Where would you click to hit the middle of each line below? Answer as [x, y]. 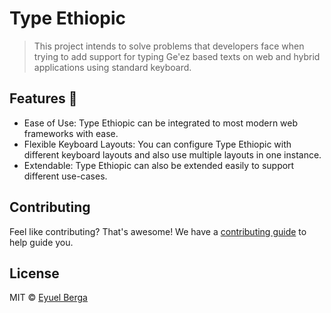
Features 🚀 [43, 98]
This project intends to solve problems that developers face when [169, 46]
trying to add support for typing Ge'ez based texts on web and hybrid [177, 56]
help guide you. [41, 242]
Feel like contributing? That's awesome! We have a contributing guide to [158, 231]
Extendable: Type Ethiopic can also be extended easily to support [159, 165]
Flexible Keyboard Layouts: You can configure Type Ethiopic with [157, 144]
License [34, 273]
